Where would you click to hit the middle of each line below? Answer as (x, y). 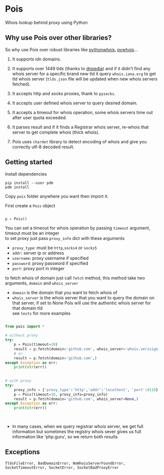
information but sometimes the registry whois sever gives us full (77, 431)
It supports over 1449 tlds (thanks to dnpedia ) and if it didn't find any (81, 68)
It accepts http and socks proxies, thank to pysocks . (64, 93)
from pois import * (25, 327)
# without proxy (21, 336)
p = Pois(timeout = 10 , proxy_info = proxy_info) (61, 394)
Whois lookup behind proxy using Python (46, 22)
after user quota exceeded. (39, 118)
